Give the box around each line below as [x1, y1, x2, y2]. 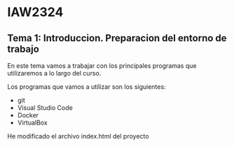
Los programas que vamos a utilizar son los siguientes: [7, 83, 166, 91]
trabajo [7, 43, 40, 55]
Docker [17, 111, 39, 119]
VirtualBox [17, 118, 48, 127]
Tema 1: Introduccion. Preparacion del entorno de [7, 32, 227, 44]
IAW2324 [7, 4, 64, 20]
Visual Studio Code [17, 104, 74, 112]
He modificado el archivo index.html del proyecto [7, 132, 149, 140]
